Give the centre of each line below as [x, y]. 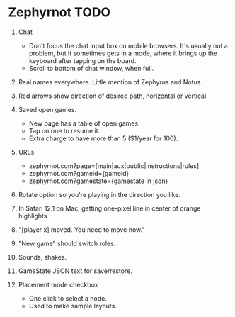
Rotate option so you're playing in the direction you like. [99, 194]
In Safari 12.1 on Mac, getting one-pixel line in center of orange [109, 208]
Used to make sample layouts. [73, 306]
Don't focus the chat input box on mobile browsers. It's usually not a [128, 45]
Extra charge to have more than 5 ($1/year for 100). [103, 138]
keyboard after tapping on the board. [82, 60]
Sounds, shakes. [42, 257]
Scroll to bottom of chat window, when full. [91, 68]
